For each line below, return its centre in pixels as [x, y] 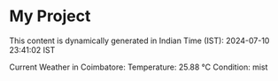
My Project [50, 16]
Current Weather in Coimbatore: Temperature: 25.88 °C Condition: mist [139, 67]
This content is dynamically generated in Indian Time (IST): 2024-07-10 [139, 40]
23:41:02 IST [32, 49]
